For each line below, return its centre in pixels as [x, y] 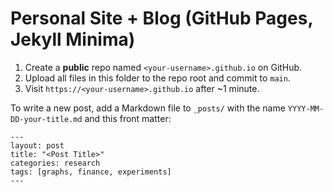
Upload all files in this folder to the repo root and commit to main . [157, 78]
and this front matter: [128, 118]
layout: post [37, 145]
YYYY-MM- [306, 108]
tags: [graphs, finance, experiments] [91, 172]
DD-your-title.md [46, 119]
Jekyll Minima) [73, 39]
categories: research [55, 163]
